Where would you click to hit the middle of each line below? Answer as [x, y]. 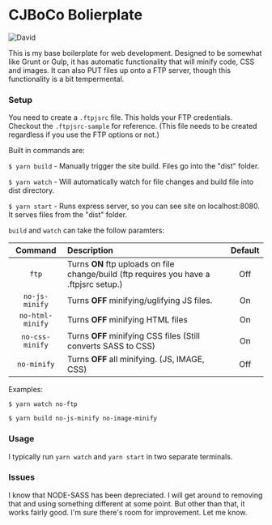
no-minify [36, 365]
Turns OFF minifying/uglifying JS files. [140, 301]
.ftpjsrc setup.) [95, 284]
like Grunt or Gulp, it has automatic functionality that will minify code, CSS [132, 62]
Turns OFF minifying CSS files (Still [134, 336]
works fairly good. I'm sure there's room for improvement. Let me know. [128, 512]
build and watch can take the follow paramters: [87, 230]
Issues [22, 477]
